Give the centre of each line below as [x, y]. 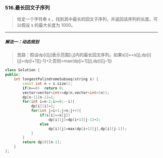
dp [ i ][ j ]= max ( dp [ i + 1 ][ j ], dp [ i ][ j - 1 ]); [88, 129]
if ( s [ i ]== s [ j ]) [55, 115]
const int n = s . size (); [48, 83]
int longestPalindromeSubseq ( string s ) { [56, 79]
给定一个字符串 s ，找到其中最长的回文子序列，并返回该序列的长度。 [85, 19]
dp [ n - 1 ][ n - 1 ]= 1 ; [39, 97]
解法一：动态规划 [22, 42]
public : [13, 75]
